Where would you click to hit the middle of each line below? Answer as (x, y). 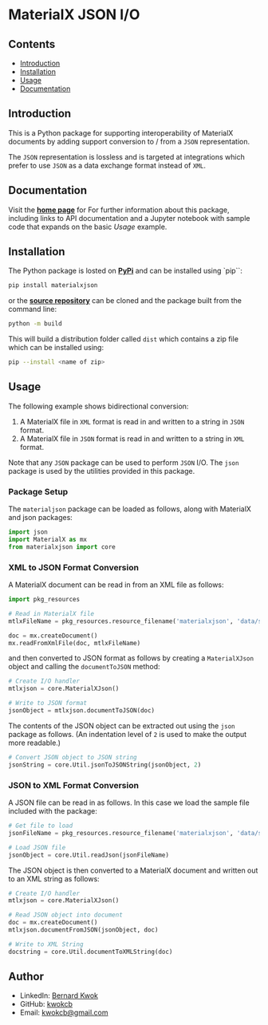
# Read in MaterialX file (51, 613)
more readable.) (35, 743)
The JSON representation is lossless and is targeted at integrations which (126, 156)
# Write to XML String (46, 944)
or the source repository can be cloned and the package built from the (125, 301)
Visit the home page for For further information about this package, (119, 210)
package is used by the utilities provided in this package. (102, 471)
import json (28, 532)
